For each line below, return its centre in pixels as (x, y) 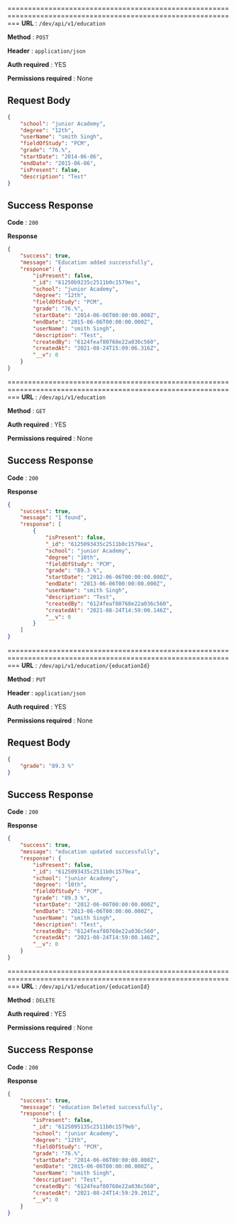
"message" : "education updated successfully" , (90, 852)
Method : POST (28, 37)
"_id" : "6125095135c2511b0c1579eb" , (87, 1127)
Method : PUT (27, 679)
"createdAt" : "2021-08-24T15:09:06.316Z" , (96, 348)
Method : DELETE (31, 1000)
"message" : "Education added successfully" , (87, 262)
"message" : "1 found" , (54, 518)
